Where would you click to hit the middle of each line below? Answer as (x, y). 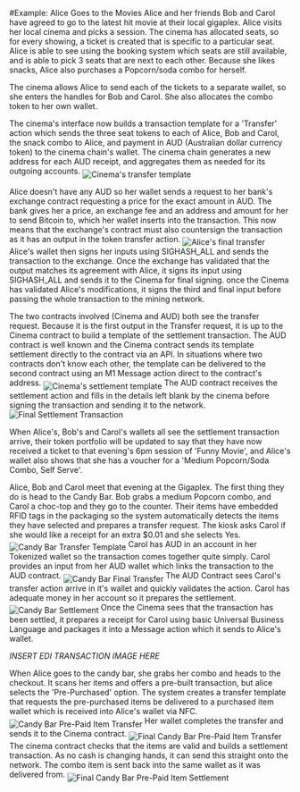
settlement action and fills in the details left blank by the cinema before (139, 395)
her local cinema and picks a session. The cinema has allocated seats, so (144, 32)
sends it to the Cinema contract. (68, 733)
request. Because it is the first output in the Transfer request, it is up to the (146, 326)
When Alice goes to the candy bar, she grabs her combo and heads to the (145, 673)
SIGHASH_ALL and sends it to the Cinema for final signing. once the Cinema (149, 280)
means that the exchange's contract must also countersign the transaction (146, 229)
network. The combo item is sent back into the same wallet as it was (135, 765)
